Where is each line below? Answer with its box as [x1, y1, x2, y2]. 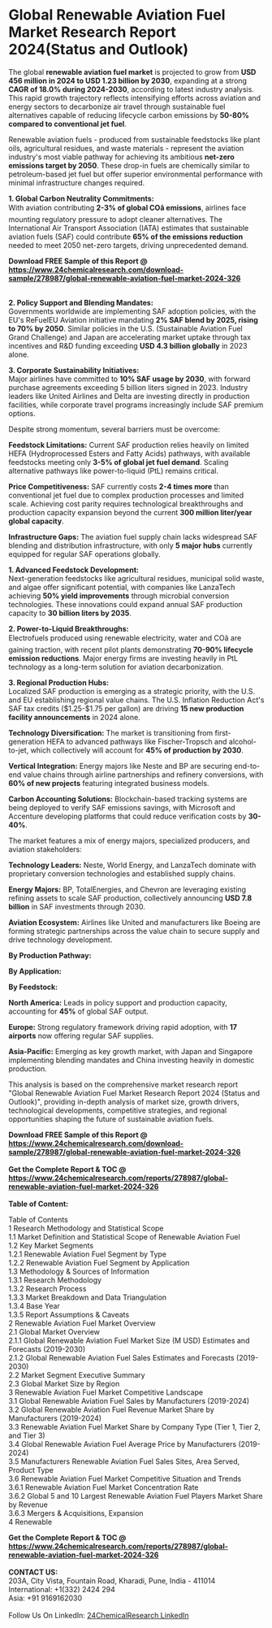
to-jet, [8, 745, 29, 755]
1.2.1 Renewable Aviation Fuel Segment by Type [8, 1249, 167, 1259]
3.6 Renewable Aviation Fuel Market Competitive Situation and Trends [8, 1474, 242, 1483]
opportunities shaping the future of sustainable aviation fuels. [8, 1114, 214, 1123]
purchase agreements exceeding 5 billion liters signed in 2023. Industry [8, 382, 248, 392]
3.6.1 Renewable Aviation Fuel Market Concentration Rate [8, 1482, 199, 1492]
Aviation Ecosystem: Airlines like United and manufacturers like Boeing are [8, 917, 261, 927]
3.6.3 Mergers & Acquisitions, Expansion [8, 1508, 144, 1517]
